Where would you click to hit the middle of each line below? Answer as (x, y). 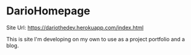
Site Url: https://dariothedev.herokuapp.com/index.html (75, 27)
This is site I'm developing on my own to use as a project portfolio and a (96, 39)
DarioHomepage (48, 11)
